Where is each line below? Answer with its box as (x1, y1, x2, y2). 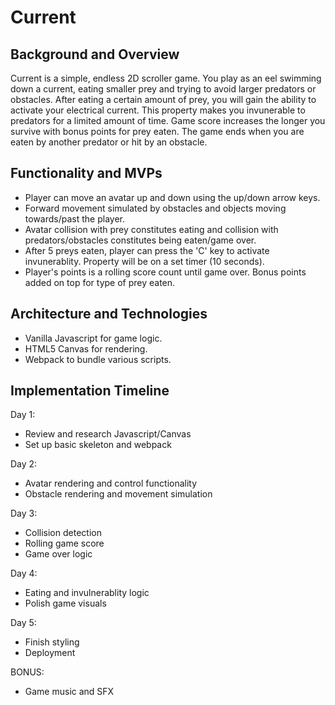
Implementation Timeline (10, 382, 170, 400)
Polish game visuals (24, 597, 107, 610)
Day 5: (10, 617, 37, 629)
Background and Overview (10, 46, 180, 63)
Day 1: (10, 409, 36, 421)
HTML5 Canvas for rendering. (24, 342, 148, 355)
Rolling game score (24, 537, 105, 550)
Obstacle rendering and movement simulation (24, 488, 213, 500)
